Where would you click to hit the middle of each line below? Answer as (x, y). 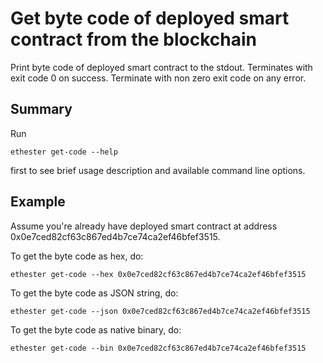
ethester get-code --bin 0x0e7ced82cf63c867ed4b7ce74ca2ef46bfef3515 (158, 348)
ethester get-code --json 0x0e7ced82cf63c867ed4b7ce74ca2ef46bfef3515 (160, 311)
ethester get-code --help (64, 152)
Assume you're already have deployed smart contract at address (144, 226)
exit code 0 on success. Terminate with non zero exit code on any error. (158, 78)
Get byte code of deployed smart (150, 18)
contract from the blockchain (133, 39)
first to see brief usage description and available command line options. (158, 170)
